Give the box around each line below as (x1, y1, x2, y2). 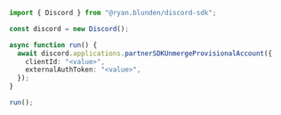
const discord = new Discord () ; (9, 24, 129, 33)
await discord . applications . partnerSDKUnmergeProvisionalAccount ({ (17, 49, 273, 58)
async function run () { (9, 40, 98, 49)
